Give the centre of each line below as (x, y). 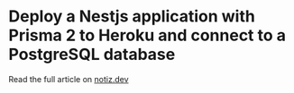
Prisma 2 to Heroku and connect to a (147, 35)
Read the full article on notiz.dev (69, 79)
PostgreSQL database (92, 55)
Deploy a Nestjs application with (132, 17)
